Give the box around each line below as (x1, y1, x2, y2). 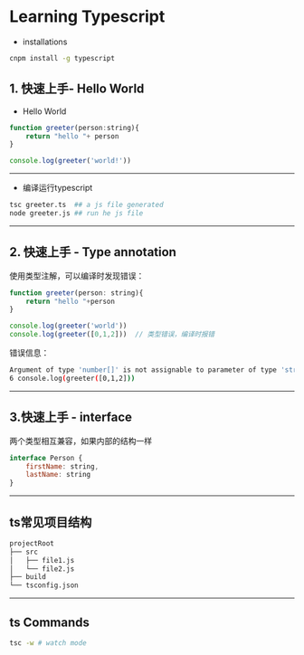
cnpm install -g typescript (9, 53, 116, 62)
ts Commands (9, 614, 90, 630)
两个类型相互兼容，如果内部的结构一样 (9, 435, 152, 446)
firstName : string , (25, 461, 100, 471)
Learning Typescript (9, 6, 166, 27)
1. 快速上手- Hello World (9, 81, 145, 97)
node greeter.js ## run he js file (9, 209, 144, 218)
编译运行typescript (22, 183, 93, 194)
